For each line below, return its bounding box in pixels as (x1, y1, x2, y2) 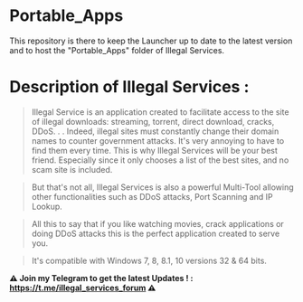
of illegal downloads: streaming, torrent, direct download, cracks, (31, 116, 275, 127)
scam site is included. (31, 164, 113, 175)
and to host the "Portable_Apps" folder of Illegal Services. (9, 44, 224, 55)
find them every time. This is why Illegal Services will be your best (31, 145, 279, 156)
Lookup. (31, 201, 63, 212)
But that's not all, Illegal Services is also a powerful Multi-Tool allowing (31, 182, 294, 193)
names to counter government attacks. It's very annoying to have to (31, 135, 285, 146)
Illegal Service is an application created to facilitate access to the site (31, 106, 289, 118)
